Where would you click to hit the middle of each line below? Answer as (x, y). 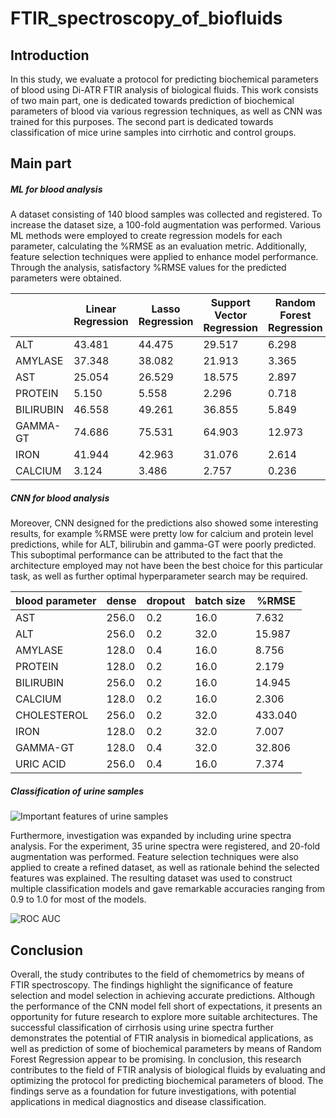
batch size (220, 601)
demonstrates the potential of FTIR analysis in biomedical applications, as (162, 1038)
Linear (101, 309)
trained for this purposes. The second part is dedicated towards (142, 121)
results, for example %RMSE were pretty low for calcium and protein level (162, 534)
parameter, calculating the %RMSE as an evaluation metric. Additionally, (158, 246)
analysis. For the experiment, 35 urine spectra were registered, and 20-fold (165, 846)
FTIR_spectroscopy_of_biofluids (146, 18)
